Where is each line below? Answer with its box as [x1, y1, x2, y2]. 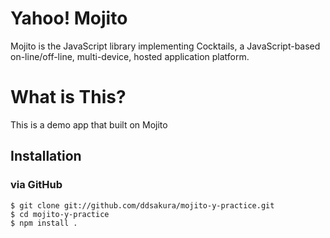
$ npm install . [10, 218, 78, 228]
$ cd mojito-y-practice [10, 209, 110, 219]
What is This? [10, 86, 127, 109]
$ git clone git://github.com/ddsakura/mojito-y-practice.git [10, 200, 275, 211]
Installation [10, 148, 82, 165]
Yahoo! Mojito [10, 7, 128, 30]
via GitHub [10, 178, 63, 192]
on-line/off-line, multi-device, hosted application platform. [10, 50, 250, 62]
